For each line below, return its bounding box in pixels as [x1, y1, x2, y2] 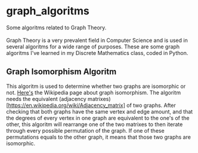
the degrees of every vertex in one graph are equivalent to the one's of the [6, 114, 190, 121]
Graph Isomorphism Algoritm [6, 67, 117, 77]
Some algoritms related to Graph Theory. [6, 24, 107, 31]
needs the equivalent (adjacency [6, 95, 86, 102]
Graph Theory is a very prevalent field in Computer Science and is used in [6, 36, 188, 44]
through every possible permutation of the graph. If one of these [6, 127, 165, 134]
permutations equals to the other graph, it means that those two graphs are [6, 133, 191, 140]
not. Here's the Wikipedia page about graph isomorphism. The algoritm [6, 88, 181, 96]
